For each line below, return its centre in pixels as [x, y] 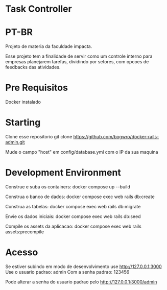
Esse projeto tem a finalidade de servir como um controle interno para [79, 56]
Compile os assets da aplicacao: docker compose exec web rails [73, 226]
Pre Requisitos [37, 88]
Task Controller [39, 9]
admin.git [15, 142]
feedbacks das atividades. [33, 67]
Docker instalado [23, 102]
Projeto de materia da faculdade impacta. [49, 46]
